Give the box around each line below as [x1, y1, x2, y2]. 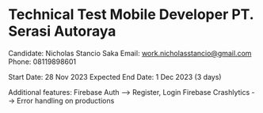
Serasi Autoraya [8, 22, 116, 40]
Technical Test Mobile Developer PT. [8, 6, 254, 24]
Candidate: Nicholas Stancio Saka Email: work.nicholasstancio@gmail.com [8, 48, 252, 58]
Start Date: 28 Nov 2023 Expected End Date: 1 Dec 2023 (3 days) [8, 72, 222, 81]
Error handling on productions [17, 96, 115, 105]
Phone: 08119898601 [8, 57, 77, 66]
